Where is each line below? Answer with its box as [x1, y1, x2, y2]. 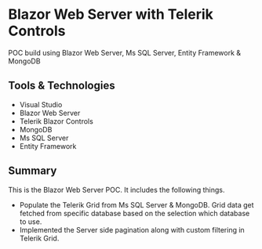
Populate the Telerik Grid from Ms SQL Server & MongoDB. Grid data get [19, 200, 254, 209]
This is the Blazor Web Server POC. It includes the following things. [8, 185, 225, 194]
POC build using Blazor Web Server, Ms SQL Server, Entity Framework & [8, 48, 242, 57]
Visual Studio [19, 99, 63, 109]
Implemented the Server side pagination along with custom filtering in [19, 225, 245, 234]
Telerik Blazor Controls [19, 116, 94, 126]
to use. [19, 217, 42, 226]
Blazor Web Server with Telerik [8, 5, 214, 23]
